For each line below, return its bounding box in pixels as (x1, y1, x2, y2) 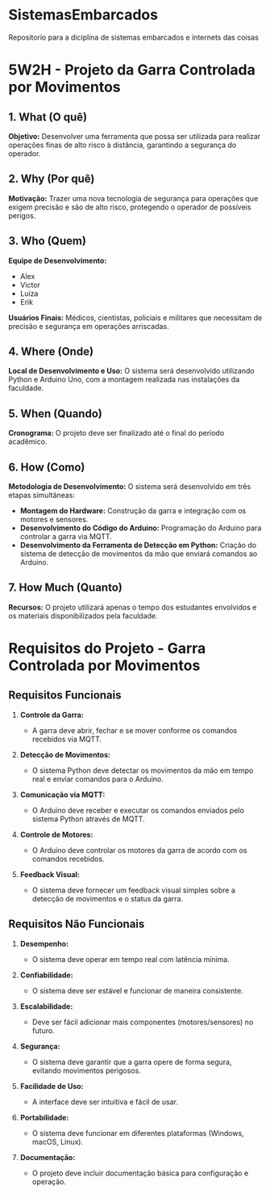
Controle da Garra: (19, 710, 84, 719)
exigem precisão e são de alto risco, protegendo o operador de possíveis (8, 202, 251, 212)
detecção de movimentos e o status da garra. (31, 893, 184, 903)
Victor (19, 280, 40, 289)
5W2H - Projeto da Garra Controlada (8, 61, 255, 79)
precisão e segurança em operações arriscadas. (8, 321, 169, 331)
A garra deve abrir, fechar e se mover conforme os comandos (31, 725, 238, 735)
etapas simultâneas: (8, 491, 75, 500)
